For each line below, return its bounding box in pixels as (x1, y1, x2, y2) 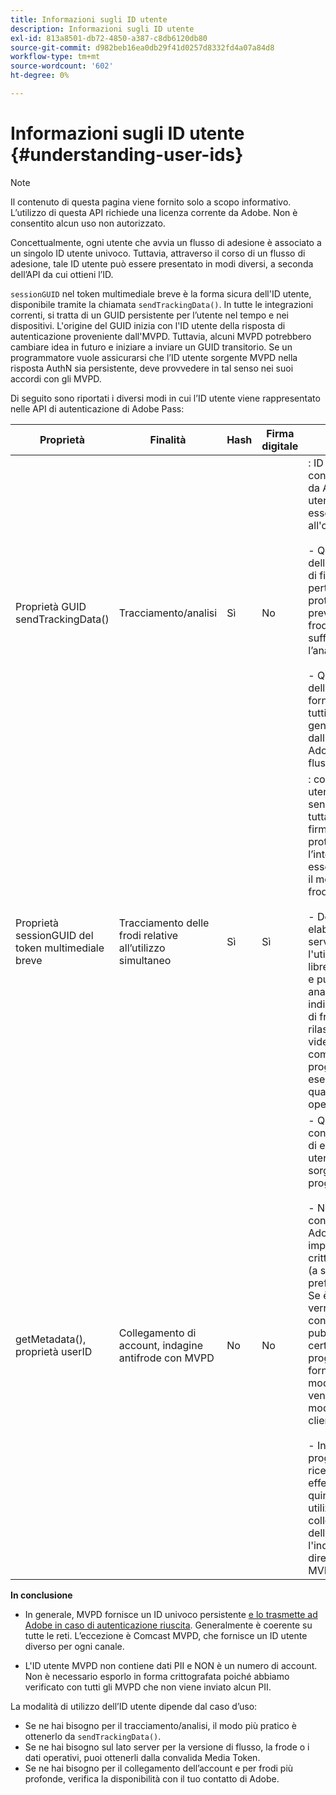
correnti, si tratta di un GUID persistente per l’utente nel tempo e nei (10, 309, 289, 321)
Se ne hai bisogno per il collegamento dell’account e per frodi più (24, 1762, 294, 1774)
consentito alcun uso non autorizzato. (10, 217, 166, 229)
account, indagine (118, 1338, 204, 1352)
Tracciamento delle (118, 916, 210, 930)
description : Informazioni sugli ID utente (10, 24, 195, 34)
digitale (261, 439, 299, 453)
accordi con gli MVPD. (10, 372, 102, 385)
